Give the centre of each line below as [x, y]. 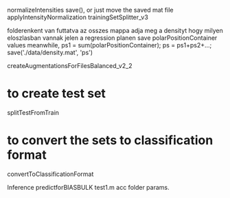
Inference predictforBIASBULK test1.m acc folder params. [88, 187]
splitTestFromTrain [33, 112]
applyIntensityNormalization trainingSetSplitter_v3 [78, 17]
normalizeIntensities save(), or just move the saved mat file [90, 10]
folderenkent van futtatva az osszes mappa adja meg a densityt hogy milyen [115, 31]
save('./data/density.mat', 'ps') [50, 52]
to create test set [57, 94]
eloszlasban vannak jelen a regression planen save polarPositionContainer [112, 38]
